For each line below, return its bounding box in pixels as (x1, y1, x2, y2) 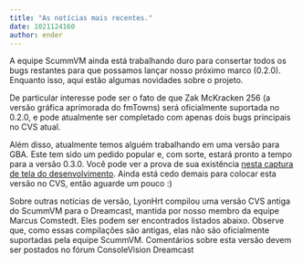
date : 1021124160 (9, 22, 76, 31)
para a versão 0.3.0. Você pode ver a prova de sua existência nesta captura (9, 159, 294, 170)
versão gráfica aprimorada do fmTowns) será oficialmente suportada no (9, 102, 280, 113)
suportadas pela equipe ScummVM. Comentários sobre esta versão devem (9, 235, 292, 246)
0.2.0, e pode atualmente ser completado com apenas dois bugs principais (9, 111, 291, 123)
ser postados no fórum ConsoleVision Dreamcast (9, 244, 194, 256)
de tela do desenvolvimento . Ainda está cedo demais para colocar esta (9, 168, 277, 179)
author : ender (9, 30, 64, 39)
